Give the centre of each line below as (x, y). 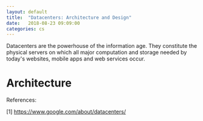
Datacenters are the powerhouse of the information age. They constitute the (102, 46)
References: (21, 100)
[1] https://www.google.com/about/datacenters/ (66, 112)
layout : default (27, 12)
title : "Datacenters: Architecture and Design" (69, 18)
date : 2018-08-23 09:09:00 (43, 23)
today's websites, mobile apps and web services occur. (76, 59)
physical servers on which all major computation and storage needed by (97, 53)
